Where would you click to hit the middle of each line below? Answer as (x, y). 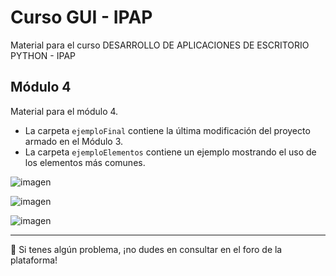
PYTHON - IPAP (43, 55)
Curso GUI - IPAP (81, 17)
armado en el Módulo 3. (74, 141)
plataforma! (34, 260)
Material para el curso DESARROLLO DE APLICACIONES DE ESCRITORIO (160, 45)
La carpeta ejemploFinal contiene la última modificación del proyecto (167, 130)
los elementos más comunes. (85, 162)
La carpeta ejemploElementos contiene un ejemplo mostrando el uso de (170, 152)
